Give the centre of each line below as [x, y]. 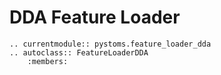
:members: [48, 61]
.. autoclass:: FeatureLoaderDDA [79, 52]
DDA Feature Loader [95, 17]
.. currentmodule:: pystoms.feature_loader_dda [110, 44]
